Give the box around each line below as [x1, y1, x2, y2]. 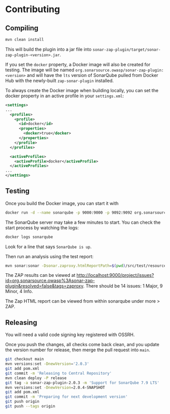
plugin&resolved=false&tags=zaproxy [5, 283, 83, 289]
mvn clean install [5, 37, 44, 42]
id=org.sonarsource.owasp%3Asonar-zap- [5, 277, 95, 284]
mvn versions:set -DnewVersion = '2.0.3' [5, 361, 90, 366]
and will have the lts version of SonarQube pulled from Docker [27, 72, 158, 78]
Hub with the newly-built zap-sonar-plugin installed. [5, 77, 114, 84]
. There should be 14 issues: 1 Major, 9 [83, 283, 163, 289]
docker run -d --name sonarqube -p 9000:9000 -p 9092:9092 [5, 210, 133, 215]
